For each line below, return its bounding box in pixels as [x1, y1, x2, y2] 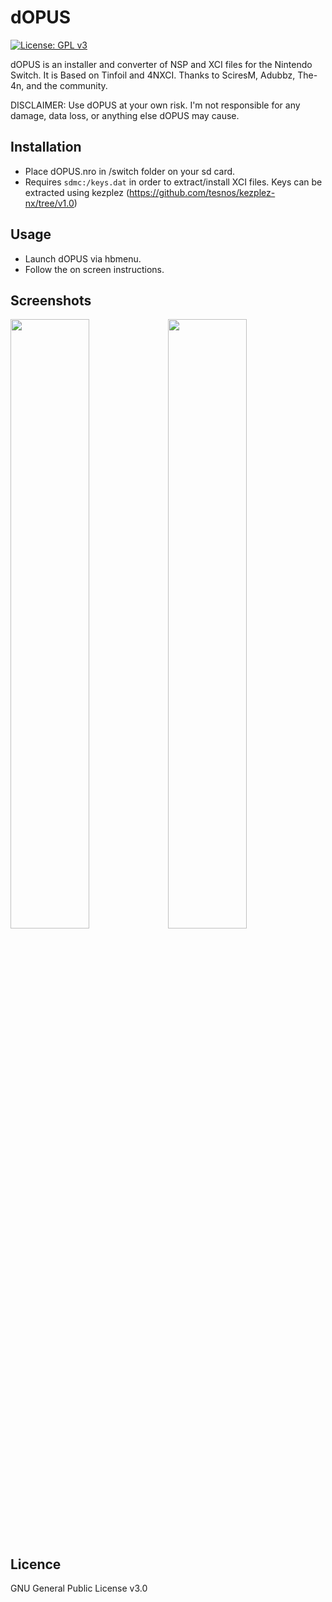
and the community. [26, 79, 108, 91]
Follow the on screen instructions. [24, 263, 165, 275]
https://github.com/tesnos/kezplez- [129, 186, 276, 198]
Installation [10, 139, 82, 156]
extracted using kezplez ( [24, 186, 130, 198]
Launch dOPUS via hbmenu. [24, 252, 142, 265]
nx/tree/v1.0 [24, 197, 75, 209]
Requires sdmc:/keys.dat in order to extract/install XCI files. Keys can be [24, 176, 323, 188]
